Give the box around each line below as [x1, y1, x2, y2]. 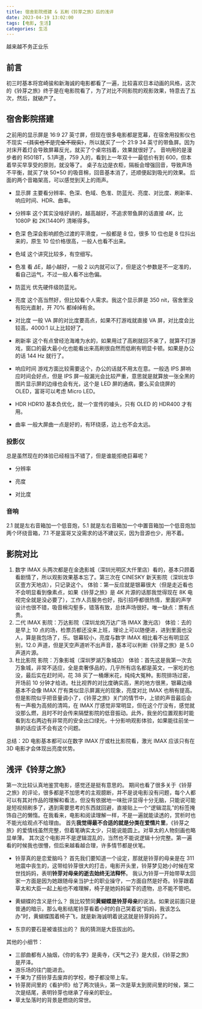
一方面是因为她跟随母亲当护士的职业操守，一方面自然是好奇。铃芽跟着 [20, 877, 194, 885]
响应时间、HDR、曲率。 [14, 197, 74, 204]
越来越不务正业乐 [6, 43, 49, 50]
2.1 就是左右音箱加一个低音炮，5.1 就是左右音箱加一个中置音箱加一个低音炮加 [6, 522, 196, 529]
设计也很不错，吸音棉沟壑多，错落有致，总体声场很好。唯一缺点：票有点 [14, 604, 194, 611]
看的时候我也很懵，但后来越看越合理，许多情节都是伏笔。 [6, 842, 148, 849]
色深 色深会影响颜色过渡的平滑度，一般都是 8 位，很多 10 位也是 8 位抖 [14, 230, 191, 237]
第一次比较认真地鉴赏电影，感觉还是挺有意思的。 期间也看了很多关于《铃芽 [6, 781, 192, 789]
